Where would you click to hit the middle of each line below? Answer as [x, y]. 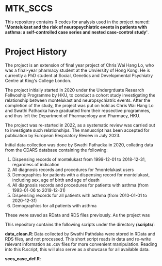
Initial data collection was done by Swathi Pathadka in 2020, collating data [79, 145]
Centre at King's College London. [38, 80]
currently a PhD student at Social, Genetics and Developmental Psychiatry [79, 75]
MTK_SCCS [29, 8]
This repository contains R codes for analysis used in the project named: [77, 22]
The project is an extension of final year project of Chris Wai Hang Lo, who [80, 65]
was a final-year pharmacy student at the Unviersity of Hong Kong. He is [78, 70]
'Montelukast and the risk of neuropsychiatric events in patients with [76, 27]
